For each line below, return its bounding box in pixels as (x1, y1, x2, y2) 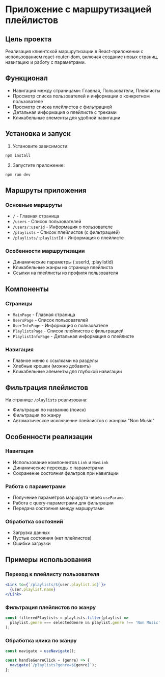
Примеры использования (5, 555, 92, 564)
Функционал (5, 74, 48, 83)
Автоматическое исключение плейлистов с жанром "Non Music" (12, 418, 155, 424)
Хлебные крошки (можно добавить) (12, 363, 91, 369)
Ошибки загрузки (12, 540, 51, 547)
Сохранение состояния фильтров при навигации (12, 470, 119, 476)
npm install (5, 153, 31, 158)
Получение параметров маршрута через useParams (12, 494, 124, 501)
